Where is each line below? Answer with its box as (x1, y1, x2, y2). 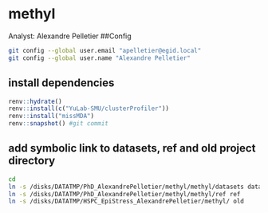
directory (8, 154, 56, 168)
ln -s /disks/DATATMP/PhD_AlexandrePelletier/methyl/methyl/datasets (8, 183, 245, 191)
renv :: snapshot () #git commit (8, 120, 109, 128)
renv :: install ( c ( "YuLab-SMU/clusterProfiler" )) (8, 105, 170, 112)
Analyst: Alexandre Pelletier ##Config (8, 31, 132, 41)
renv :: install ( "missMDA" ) (8, 112, 94, 120)
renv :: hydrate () (8, 97, 62, 105)
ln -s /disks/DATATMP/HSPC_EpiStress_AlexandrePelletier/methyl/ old (8, 197, 245, 206)
